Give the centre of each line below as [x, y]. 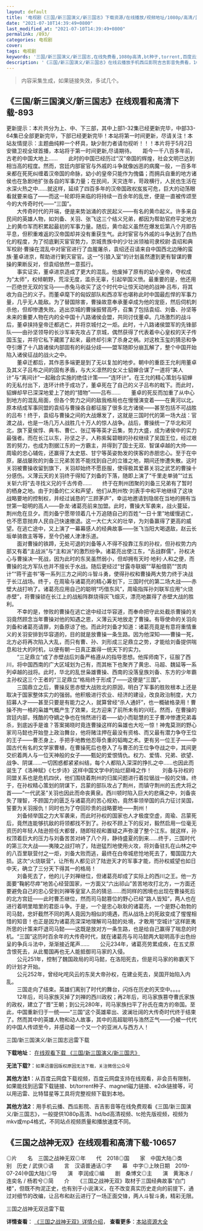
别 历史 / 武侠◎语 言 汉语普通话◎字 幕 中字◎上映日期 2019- [98, 1166]
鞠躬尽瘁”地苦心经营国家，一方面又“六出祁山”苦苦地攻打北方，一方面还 [107, 884]
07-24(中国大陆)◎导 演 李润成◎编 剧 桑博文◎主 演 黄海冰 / [100, 1174]
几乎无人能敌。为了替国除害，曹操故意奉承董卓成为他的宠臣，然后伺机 [104, 302]
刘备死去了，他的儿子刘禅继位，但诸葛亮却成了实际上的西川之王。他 [101, 876]
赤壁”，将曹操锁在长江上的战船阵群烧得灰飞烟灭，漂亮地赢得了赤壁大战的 [98, 596]
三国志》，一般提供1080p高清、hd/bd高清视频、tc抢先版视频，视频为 [104, 1114]
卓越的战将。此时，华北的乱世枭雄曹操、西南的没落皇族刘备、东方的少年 [101, 672]
